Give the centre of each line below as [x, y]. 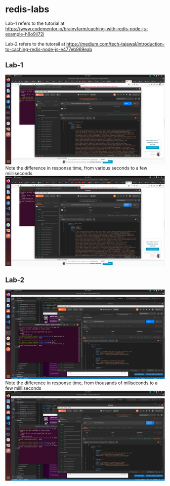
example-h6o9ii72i [25, 34]
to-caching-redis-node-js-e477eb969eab [49, 49]
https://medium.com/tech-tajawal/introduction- [116, 44]
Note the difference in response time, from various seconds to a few [76, 168]
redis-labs [27, 9]
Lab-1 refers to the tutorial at [35, 23]
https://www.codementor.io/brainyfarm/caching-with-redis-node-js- [77, 28]
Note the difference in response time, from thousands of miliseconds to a [81, 383]
